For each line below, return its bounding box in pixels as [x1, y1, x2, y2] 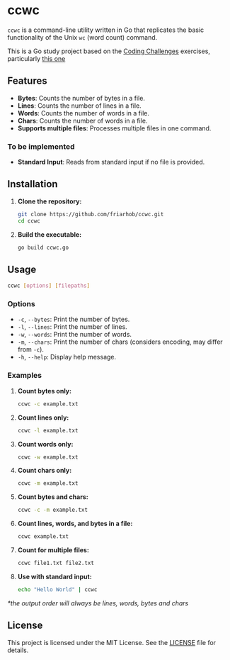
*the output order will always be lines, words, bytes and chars [7, 598, 189, 608]
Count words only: [17, 440, 74, 448]
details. [7, 646, 29, 654]
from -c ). [17, 345, 45, 354]
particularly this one [7, 54, 66, 62]
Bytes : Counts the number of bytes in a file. [17, 94, 145, 102]
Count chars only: [17, 466, 72, 475]
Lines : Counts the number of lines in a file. [17, 101, 142, 110]
